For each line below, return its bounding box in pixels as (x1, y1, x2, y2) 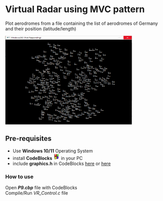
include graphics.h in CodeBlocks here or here (12, 160, 111, 167)
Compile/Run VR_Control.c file (5, 190, 68, 196)
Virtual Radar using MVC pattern (5, 4, 145, 15)
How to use (5, 173, 34, 180)
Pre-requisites (5, 134, 52, 143)
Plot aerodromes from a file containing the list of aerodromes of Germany (5, 20, 158, 26)
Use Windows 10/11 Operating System (12, 148, 93, 154)
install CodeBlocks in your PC (12, 155, 83, 161)
